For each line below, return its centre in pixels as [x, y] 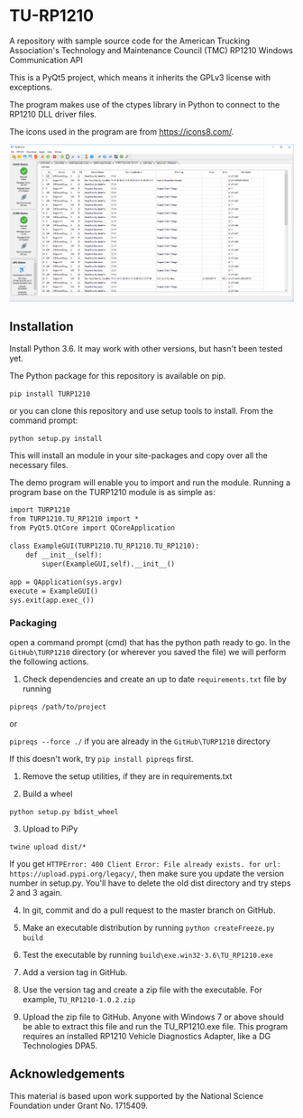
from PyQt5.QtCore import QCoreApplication [92, 528]
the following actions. [49, 662]
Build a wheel [47, 794]
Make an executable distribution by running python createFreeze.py [148, 927]
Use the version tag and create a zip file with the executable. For [142, 990]
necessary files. [39, 465]
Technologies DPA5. [60, 1046]
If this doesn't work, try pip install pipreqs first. [101, 758]
